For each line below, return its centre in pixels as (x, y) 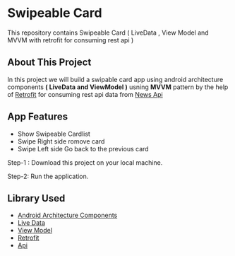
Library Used (36, 198)
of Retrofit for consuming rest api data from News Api (85, 94)
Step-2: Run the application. (48, 176)
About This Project (49, 63)
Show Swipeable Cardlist (54, 134)
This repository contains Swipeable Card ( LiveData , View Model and (108, 33)
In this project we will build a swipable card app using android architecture (115, 79)
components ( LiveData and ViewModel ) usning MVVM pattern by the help (118, 87)
